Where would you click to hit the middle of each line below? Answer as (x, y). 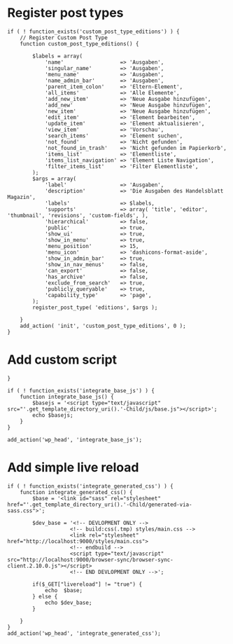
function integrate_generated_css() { (76, 492)
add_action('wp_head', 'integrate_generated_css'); (84, 633)
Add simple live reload (73, 468)
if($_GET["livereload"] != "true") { (87, 584)
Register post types (65, 13)
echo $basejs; (53, 415)
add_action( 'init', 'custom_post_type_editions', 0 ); (103, 326)
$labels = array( (57, 56)
